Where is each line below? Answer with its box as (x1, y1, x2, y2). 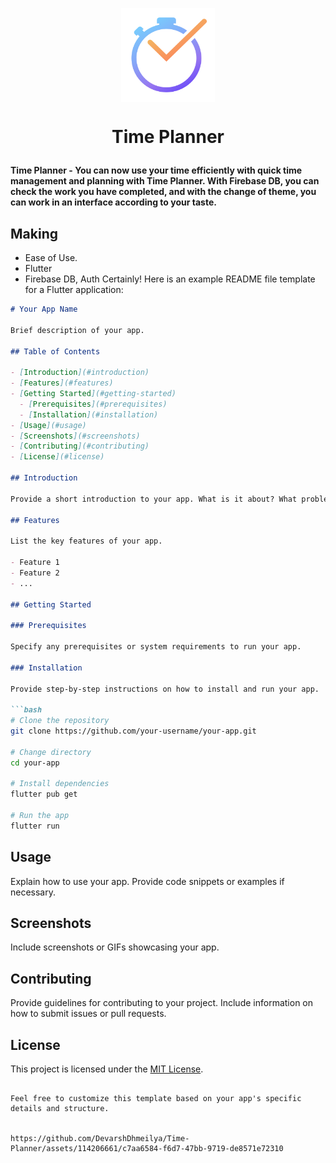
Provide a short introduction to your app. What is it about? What (10, 494, 298, 504)
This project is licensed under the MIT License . (10, 1063, 204, 1075)
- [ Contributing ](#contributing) (10, 441, 150, 452)
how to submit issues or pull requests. (10, 1008, 167, 1020)
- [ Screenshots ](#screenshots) (10, 431, 141, 441)
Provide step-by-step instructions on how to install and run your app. (10, 684, 320, 694)
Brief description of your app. (10, 325, 145, 335)
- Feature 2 (10, 568, 60, 578)
